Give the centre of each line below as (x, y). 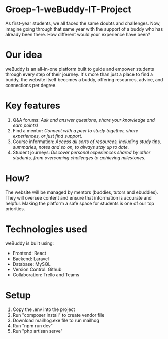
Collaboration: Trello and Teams (46, 275)
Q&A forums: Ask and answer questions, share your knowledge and (84, 120)
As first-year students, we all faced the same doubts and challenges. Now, (83, 23)
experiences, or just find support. (47, 136)
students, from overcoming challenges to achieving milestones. (79, 158)
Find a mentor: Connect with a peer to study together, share (75, 130)
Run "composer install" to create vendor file (58, 315)
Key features (33, 106)
